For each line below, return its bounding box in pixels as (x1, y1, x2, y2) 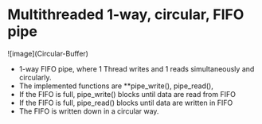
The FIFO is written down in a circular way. (18, 106, 159, 116)
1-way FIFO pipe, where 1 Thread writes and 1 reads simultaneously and (18, 64, 255, 73)
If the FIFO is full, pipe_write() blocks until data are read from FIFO (18, 89, 237, 99)
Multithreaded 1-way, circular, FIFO (7, 6, 244, 24)
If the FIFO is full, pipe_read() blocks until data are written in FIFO (18, 98, 233, 107)
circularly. (18, 72, 52, 82)
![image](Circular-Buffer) (7, 48, 89, 58)
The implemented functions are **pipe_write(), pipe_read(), (18, 81, 214, 91)
